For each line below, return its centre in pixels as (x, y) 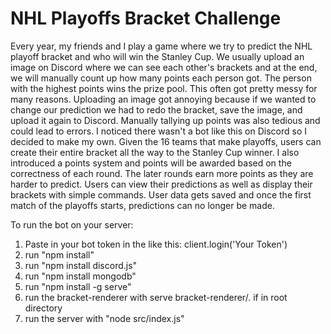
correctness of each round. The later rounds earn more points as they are (162, 173)
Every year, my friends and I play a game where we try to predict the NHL (161, 46)
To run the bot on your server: (72, 224)
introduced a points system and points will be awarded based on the (151, 163)
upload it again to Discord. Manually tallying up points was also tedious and (165, 120)
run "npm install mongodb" (80, 276)
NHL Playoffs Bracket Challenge (146, 18)
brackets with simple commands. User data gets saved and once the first (161, 194)
